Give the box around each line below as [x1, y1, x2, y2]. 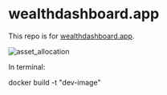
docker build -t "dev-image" [8, 77, 101, 87]
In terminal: [8, 61, 46, 72]
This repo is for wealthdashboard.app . [8, 31, 135, 41]
